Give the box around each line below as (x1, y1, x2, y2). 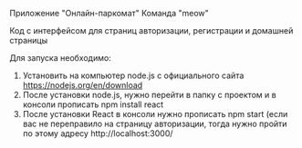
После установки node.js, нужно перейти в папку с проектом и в (22, 90, 276, 100)
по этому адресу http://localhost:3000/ (22, 128, 173, 139)
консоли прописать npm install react (22, 99, 164, 110)
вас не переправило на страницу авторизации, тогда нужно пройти (22, 118, 287, 129)
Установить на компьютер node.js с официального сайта (22, 70, 245, 81)
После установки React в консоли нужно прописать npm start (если (22, 109, 288, 119)
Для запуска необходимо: (9, 53, 111, 63)
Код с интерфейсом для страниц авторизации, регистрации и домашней (9, 25, 294, 35)
